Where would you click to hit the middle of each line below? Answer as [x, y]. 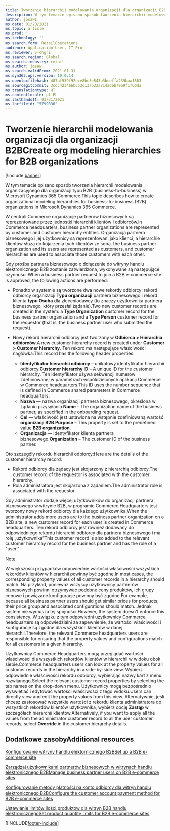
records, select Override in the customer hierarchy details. [66, 724]
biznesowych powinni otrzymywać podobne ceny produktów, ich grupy [80, 590]
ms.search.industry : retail [35, 62]
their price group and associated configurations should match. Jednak [78, 606]
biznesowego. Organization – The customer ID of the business [85, 439]
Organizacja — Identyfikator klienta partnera [67, 433]
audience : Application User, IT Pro [44, 48]
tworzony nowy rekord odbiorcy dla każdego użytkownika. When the [76, 511]
